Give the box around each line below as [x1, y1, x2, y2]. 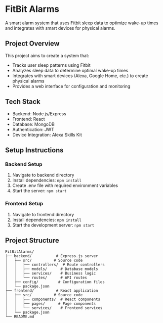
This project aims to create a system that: [5, 52, 90, 58]
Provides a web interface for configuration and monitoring [12, 83, 131, 89]
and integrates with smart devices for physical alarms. [5, 25, 116, 31]
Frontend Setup [5, 200, 43, 207]
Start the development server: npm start [12, 222, 95, 228]
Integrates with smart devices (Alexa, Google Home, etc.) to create [12, 73, 148, 79]
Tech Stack [5, 97, 41, 106]
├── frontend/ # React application [5, 288, 98, 293]
